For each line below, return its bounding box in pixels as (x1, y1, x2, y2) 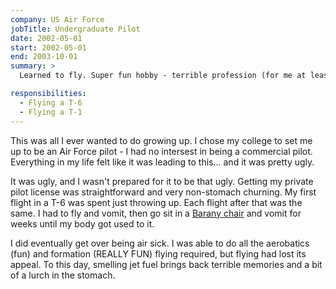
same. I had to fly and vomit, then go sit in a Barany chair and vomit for (10, 207, 302, 219)
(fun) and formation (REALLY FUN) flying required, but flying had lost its (10, 247, 307, 260)
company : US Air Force (10, 14, 105, 25)
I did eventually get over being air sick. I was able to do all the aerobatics (10, 237, 310, 249)
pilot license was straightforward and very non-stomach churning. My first (10, 186, 317, 198)
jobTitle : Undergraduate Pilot (10, 24, 141, 34)
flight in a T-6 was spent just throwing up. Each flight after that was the (10, 196, 303, 208)
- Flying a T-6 (19, 97, 83, 108)
